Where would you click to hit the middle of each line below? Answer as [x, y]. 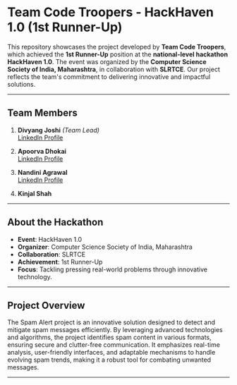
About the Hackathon [55, 222]
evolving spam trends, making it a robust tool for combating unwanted [109, 360]
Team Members [42, 113]
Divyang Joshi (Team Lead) [59, 130]
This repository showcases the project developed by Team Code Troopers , [117, 47]
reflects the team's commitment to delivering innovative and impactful [109, 77]
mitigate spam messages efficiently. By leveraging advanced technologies [115, 330]
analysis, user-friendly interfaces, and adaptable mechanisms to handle [111, 353]
